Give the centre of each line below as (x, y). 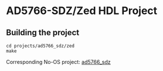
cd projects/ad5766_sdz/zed (40, 46)
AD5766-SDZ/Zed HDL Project (82, 11)
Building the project (43, 33)
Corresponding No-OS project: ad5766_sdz (59, 62)
